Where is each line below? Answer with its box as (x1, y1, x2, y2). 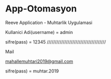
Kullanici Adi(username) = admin (5, 29, 73, 35)
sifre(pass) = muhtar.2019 (5, 68, 59, 74)
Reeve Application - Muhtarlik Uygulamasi (5, 19, 92, 25)
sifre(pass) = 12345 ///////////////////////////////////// (5, 38, 106, 45)
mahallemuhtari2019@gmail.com (5, 58, 73, 64)
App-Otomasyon (5, 3, 77, 14)
